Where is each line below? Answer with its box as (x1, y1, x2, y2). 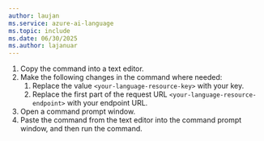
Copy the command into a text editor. (19, 64, 144, 73)
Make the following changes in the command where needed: (19, 73, 223, 82)
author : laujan (8, 11, 60, 20)
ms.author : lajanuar (8, 42, 79, 50)
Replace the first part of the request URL (32, 89, 168, 99)
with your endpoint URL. (66, 98, 148, 108)
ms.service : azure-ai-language (8, 19, 114, 27)
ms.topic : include (8, 27, 70, 35)
